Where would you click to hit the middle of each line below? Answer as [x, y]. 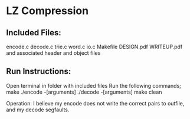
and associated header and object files [53, 53]
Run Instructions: [39, 72]
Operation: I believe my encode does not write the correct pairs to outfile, [95, 103]
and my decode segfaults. [38, 110]
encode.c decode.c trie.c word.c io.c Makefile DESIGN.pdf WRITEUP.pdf [94, 47]
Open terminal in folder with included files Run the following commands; [94, 85]
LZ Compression [47, 11]
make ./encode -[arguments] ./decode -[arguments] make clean [84, 92]
